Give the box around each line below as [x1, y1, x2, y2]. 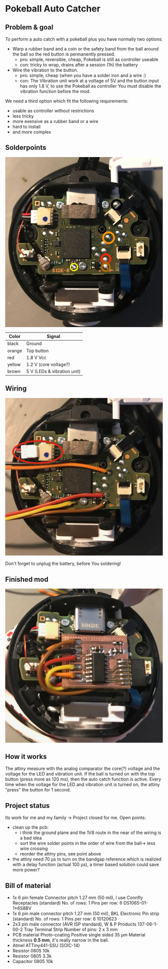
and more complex [12, 129, 51, 135]
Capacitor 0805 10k [12, 958, 53, 964]
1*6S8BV [12, 905, 31, 911]
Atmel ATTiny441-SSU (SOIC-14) [12, 942, 80, 948]
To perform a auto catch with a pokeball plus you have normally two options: [5, 36, 163, 42]
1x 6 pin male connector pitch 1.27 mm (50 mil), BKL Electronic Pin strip [12, 910, 159, 916]
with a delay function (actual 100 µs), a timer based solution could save [12, 861, 159, 867]
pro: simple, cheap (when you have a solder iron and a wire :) [19, 72, 146, 78]
